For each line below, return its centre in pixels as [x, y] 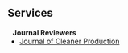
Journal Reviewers [45, 32]
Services [31, 13]
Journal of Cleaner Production [69, 41]
